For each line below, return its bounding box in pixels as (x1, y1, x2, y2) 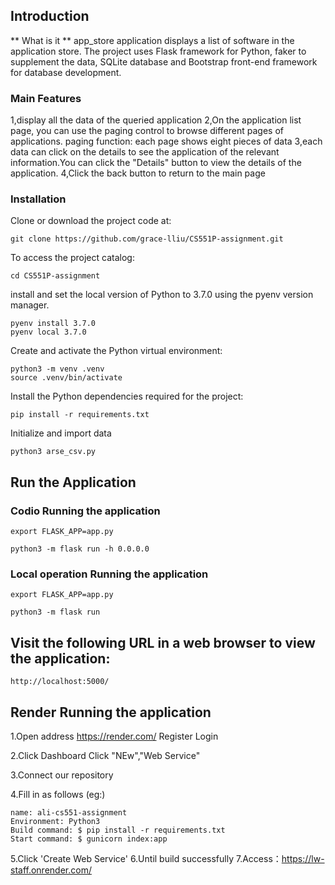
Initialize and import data (10, 427, 112, 439)
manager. (10, 299, 50, 311)
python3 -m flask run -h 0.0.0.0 (10, 544, 150, 554)
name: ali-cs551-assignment (10, 808, 128, 818)
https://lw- (281, 853, 325, 865)
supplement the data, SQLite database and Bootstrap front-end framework (10, 55, 318, 68)
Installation (10, 192, 67, 206)
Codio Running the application (10, 504, 161, 518)
